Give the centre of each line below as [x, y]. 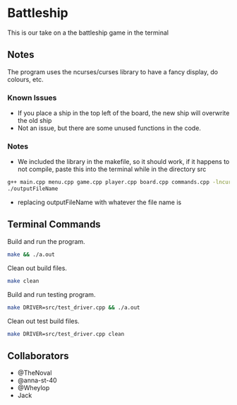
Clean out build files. [37, 268]
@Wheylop [34, 388]
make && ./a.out [31, 254]
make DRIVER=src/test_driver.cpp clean [66, 334]
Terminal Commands [54, 224]
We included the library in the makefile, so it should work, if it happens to [123, 162]
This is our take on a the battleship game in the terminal [88, 33]
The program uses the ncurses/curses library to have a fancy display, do [113, 71]
